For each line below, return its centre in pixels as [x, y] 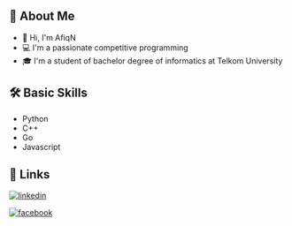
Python [35, 118]
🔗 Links [30, 174]
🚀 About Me [42, 16]
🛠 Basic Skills [49, 93]
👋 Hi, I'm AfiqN [49, 37]
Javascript [41, 147]
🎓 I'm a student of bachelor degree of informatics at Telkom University [152, 60]
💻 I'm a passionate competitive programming [105, 47]
